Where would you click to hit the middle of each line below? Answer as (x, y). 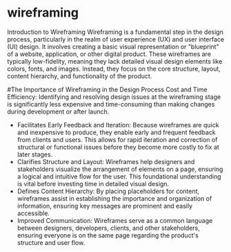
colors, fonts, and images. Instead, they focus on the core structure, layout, (114, 69)
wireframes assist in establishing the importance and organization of (114, 198)
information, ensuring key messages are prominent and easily (105, 206)
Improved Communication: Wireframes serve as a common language (115, 220)
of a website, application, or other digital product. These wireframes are (109, 54)
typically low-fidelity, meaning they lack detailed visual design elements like (115, 61)
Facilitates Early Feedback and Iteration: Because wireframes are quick (118, 125)
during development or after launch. (58, 111)
